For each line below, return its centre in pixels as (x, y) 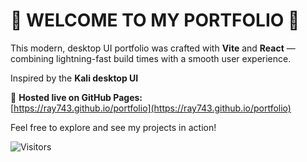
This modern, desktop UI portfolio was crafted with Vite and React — (153, 48)
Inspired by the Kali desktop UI (74, 78)
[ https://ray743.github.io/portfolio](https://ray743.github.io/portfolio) (151, 108)
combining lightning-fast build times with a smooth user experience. (151, 58)
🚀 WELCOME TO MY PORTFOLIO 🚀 (155, 20)
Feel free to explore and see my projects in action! (113, 127)
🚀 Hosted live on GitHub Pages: (76, 97)
